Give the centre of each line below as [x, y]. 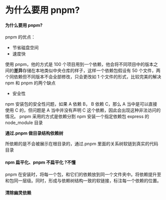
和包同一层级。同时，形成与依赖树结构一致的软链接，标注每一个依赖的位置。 [83, 180]
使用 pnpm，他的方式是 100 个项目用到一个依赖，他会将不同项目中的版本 [79, 65]
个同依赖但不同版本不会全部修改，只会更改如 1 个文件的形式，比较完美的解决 [83, 77]
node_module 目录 [24, 123]
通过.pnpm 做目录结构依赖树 [34, 133]
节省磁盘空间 [25, 48]
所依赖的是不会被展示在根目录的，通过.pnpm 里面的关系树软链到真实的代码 [82, 144]
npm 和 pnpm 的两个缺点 [30, 83]
